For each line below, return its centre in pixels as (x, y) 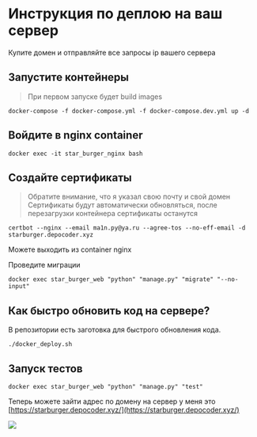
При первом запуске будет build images (95, 97)
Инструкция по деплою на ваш (115, 14)
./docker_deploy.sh (40, 344)
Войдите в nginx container (76, 135)
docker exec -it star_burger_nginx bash (76, 154)
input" (19, 287)
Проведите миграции (44, 265)
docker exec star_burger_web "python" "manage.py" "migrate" (111, 279)
